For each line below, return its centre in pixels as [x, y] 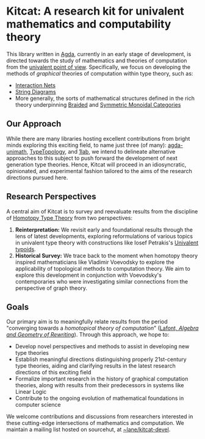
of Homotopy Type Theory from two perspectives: [70, 218]
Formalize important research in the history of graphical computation [102, 379]
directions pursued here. [37, 177]
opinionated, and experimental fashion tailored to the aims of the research [99, 171]
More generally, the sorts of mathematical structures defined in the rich [105, 98]
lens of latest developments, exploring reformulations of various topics [104, 236]
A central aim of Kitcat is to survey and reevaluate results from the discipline [102, 211]
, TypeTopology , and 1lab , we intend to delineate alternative [101, 151]
